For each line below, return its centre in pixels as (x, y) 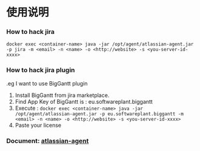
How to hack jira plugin (41, 70)
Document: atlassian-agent (48, 141)
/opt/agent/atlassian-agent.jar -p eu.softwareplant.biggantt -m (99, 114)
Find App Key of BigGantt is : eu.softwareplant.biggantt (84, 101)
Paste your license (38, 125)
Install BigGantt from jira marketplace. (62, 95)
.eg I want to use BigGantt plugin (47, 83)
